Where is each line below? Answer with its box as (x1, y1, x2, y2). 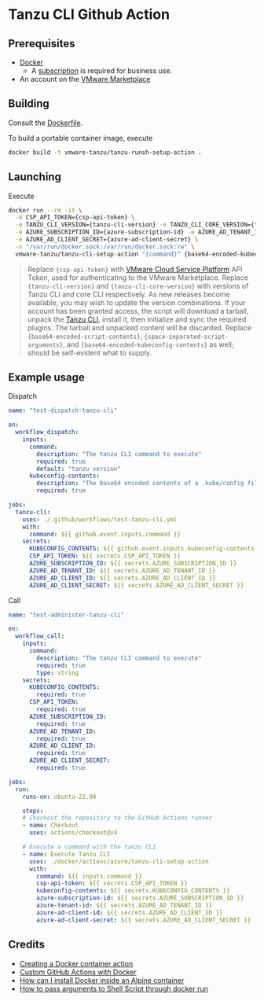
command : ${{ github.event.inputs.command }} (28, 530, 181, 538)
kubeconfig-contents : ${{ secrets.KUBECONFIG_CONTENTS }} (36, 887, 230, 895)
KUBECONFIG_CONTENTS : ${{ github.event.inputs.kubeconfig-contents (28, 545, 255, 553)
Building (8, 97, 49, 111)
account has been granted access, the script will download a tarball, (27, 306, 249, 315)
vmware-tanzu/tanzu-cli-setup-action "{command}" (15, 250, 181, 258)
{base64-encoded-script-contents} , (27, 331, 143, 340)
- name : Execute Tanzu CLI (22, 850, 111, 858)
